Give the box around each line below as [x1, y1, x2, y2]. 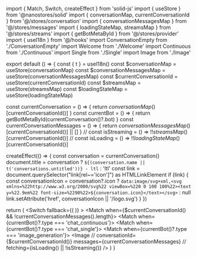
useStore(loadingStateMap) [6, 92, 73, 99]
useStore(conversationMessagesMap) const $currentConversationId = [6, 73, 178, 80]
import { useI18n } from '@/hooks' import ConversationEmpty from [6, 37, 168, 43]
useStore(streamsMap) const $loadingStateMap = [6, 86, 128, 92]
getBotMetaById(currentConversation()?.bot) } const [6, 116, 134, 123]
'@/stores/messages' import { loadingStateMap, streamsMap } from [6, 24, 171, 31]
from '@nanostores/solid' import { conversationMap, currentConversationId [6, 11, 190, 18]
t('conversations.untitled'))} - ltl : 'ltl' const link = [6, 165, 140, 172]
